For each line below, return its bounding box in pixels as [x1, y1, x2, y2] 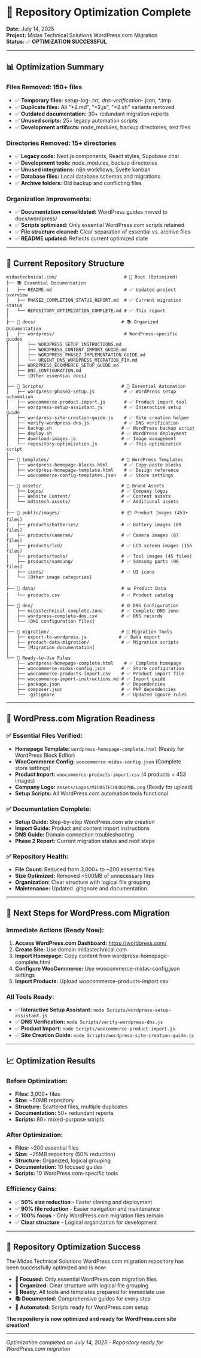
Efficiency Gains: [6, 1185, 57, 1193]
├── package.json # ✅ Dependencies [17, 681, 166, 687]
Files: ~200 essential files [14, 1144, 79, 1151]
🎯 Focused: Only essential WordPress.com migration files [14, 1275, 157, 1283]
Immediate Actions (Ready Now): [6, 926, 105, 934]
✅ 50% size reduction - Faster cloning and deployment [14, 1198, 153, 1205]
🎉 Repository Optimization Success [6, 1242, 141, 1252]
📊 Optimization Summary [6, 62, 105, 72]
